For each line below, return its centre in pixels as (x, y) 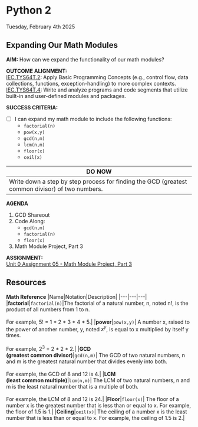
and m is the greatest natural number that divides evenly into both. (87, 361)
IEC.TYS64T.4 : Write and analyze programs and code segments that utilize (97, 90)
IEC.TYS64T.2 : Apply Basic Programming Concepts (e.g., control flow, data (97, 77)
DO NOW (99, 171)
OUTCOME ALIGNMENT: (37, 71)
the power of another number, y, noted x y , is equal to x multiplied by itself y (97, 328)
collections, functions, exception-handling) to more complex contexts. (91, 83)
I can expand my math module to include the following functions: (93, 119)
